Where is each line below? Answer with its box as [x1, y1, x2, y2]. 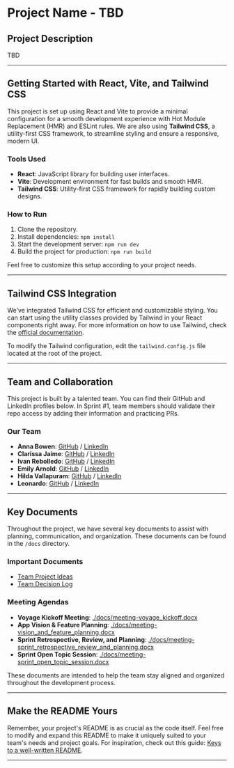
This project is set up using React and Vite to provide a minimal [7, 107, 188, 116]
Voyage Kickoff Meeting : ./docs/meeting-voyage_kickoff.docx [17, 613, 198, 621]
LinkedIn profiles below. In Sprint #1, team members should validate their [7, 402, 216, 410]
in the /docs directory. [7, 540, 70, 548]
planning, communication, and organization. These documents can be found [7, 532, 226, 540]
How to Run [7, 210, 47, 219]
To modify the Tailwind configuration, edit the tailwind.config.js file [7, 342, 206, 350]
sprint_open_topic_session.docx [17, 657, 109, 666]
